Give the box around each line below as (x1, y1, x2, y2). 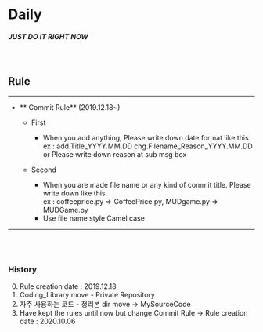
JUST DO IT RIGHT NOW (8, 31, 88, 41)
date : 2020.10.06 (19, 316, 76, 327)
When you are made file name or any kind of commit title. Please (42, 180, 252, 189)
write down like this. (42, 188, 108, 198)
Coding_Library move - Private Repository (19, 290, 155, 300)
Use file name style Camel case (42, 213, 145, 223)
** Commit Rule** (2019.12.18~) (19, 102, 121, 111)
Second (31, 165, 56, 174)
